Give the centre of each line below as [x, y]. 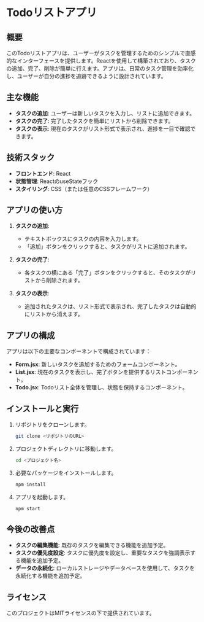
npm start [28, 508]
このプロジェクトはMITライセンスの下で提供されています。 [81, 613]
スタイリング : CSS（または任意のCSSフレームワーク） [84, 189]
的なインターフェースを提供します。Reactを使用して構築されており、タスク [101, 61]
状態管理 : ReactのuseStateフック [57, 181]
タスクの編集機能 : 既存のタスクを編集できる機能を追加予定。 [92, 545]
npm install [30, 484]
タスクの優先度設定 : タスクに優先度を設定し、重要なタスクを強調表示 [103, 553]
